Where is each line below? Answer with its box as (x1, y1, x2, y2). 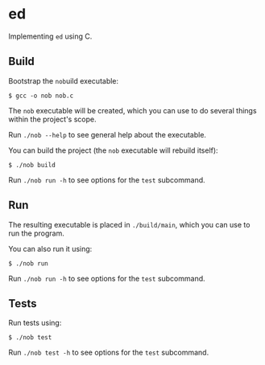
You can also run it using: (8, 244, 93, 253)
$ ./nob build (8, 161, 56, 169)
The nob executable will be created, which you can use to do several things (8, 105, 257, 115)
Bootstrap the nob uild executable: (8, 76, 119, 85)
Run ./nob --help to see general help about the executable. (8, 129, 207, 139)
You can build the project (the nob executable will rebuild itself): (8, 146, 219, 155)
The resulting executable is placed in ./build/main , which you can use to (8, 219, 251, 229)
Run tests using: (8, 318, 62, 328)
